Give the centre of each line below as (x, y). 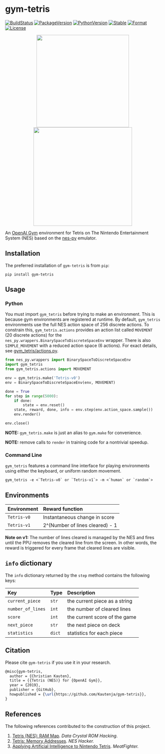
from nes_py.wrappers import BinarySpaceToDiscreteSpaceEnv (68, 360)
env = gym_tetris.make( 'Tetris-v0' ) (43, 378)
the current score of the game (102, 617)
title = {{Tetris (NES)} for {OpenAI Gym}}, (56, 681)
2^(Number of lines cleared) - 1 (80, 525)
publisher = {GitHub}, (33, 690)
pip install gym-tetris (30, 274)
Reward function (63, 509)
